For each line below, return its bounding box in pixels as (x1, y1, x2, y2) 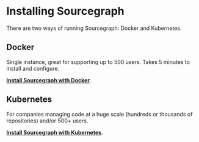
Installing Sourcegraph (6, 4, 125, 18)
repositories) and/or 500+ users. (6, 117, 89, 124)
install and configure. (6, 65, 60, 72)
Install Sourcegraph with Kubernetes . (6, 129, 103, 136)
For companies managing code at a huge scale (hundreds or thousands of (6, 110, 193, 118)
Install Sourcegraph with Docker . (6, 76, 92, 83)
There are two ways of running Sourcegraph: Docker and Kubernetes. (6, 24, 182, 32)
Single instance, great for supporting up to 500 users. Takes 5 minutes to (6, 58, 190, 65)
